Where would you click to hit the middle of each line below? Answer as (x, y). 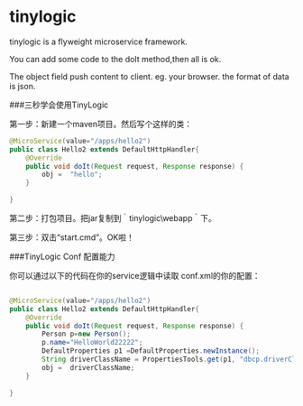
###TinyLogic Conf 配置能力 (62, 256)
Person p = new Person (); (86, 334)
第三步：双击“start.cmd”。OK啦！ (72, 237)
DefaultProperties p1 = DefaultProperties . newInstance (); (151, 351)
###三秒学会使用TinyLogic (59, 105)
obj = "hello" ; (72, 175)
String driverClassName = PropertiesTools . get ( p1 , (139, 360)
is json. (23, 86)
